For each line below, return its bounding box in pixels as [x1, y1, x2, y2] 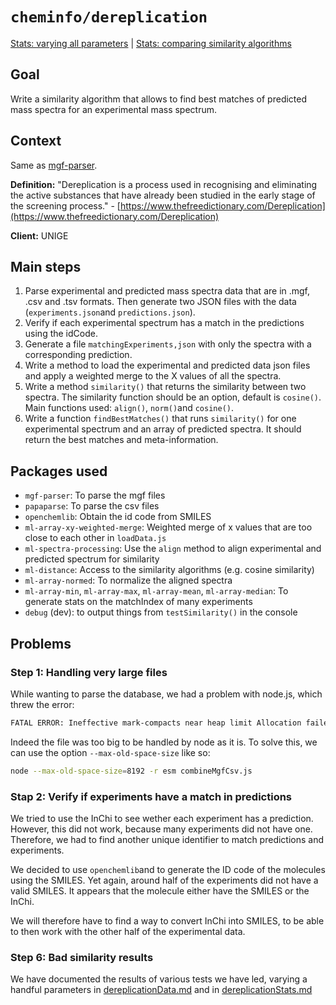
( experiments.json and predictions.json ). [24, 306, 196, 318]
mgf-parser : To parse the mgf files [24, 489, 166, 502]
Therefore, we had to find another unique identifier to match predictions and [10, 833, 325, 845]
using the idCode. [24, 328, 98, 340]
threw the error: [10, 698, 75, 710]
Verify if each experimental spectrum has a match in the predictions [24, 317, 305, 329]
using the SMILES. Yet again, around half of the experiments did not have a [10, 874, 319, 886]
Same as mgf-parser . [10, 159, 98, 171]
